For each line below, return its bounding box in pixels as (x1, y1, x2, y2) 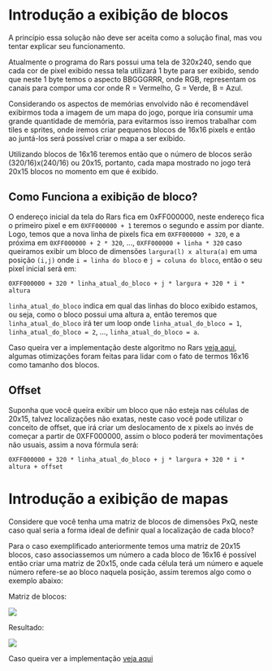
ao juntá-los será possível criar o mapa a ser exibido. (8, 133, 186, 143)
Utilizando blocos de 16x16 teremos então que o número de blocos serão (8, 149, 253, 159)
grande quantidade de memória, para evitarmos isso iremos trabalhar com (8, 116, 257, 125)
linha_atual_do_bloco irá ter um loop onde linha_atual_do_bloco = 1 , (8, 318, 242, 327)
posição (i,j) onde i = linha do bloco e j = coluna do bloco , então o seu (8, 255, 262, 265)
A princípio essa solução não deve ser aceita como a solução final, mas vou (8, 33, 262, 42)
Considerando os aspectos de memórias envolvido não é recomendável (8, 99, 249, 108)
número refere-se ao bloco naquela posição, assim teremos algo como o (8, 567, 252, 577)
